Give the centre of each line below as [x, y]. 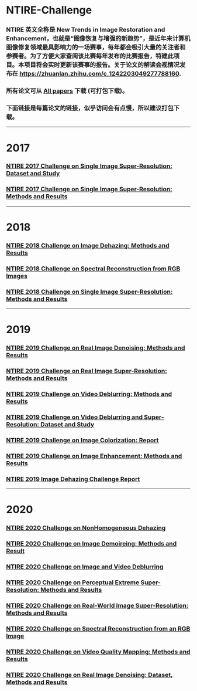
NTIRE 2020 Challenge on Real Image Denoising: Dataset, [89, 675]
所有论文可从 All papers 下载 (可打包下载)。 [67, 91]
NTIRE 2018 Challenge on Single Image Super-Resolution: [89, 292]
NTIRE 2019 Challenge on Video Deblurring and [75, 417]
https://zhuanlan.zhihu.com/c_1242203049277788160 [99, 74]
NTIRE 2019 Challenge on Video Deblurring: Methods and [89, 394]
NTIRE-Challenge [49, 10]
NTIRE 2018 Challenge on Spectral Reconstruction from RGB [93, 269]
